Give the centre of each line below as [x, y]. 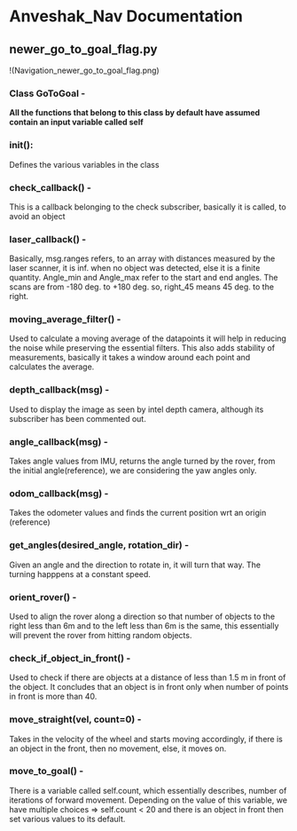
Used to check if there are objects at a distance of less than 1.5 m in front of [148, 677]
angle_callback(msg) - [59, 441]
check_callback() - [50, 187]
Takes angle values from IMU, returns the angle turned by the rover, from [142, 461]
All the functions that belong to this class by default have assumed [135, 113]
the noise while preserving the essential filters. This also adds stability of [142, 348]
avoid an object [37, 216]
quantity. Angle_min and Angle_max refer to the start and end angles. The [144, 278]
